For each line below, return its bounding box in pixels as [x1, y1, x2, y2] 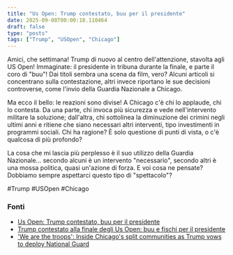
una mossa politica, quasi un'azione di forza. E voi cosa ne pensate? [7, 164, 204, 172]
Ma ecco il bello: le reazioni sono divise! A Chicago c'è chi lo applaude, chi [7, 98, 222, 107]
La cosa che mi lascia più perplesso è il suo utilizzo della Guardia [7, 149, 194, 157]
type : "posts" [7, 29, 49, 37]
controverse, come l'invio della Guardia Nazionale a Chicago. [7, 85, 183, 93]
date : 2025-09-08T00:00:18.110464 [7, 17, 108, 24]
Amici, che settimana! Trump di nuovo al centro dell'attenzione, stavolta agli [7, 55, 225, 63]
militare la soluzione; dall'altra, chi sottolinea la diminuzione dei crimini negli [7, 113, 225, 122]
